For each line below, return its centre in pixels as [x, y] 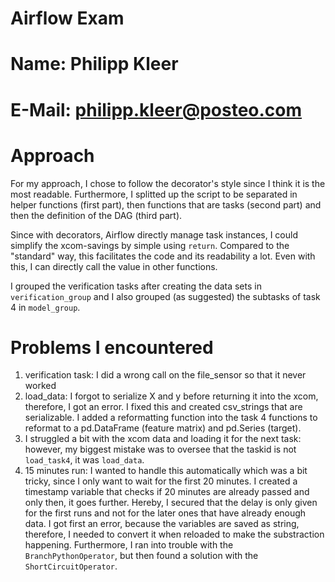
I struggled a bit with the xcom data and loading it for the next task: [163, 439]
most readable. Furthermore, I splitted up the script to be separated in [154, 194]
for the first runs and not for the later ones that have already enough [165, 513]
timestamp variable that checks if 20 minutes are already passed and [167, 492]
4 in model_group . [45, 307]
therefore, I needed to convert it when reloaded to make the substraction [174, 534]
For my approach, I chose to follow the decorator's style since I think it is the [168, 183]
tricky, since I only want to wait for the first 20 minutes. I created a [161, 481]
